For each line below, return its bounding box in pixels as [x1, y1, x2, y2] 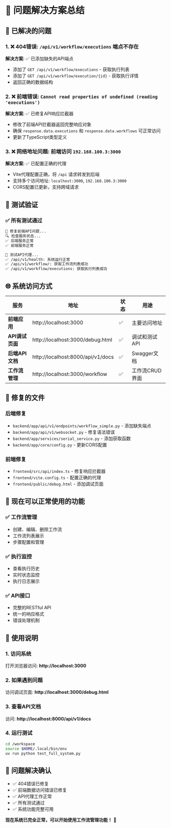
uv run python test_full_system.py [5, 751, 81, 756]
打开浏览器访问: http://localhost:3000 [5, 662, 87, 669]
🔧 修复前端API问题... [5, 229, 47, 234]
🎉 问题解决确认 [5, 766, 52, 775]
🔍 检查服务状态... [5, 233, 41, 239]
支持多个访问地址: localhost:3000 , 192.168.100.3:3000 [12, 178, 127, 184]
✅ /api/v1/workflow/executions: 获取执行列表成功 [5, 267, 107, 272]
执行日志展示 [12, 578, 40, 584]
